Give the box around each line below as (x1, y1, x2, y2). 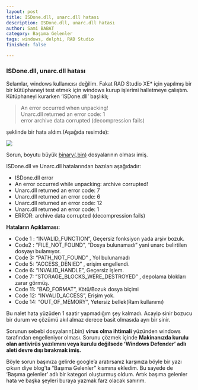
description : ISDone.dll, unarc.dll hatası (6, 20, 116, 26)
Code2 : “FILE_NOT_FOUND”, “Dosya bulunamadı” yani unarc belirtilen (14, 241, 187, 249)
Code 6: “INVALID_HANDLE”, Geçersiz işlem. (14, 267, 124, 274)
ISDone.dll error (14, 174, 54, 181)
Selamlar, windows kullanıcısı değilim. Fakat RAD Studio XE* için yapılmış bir (6, 80, 192, 87)
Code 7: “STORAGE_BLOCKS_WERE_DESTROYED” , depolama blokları (14, 273, 186, 280)
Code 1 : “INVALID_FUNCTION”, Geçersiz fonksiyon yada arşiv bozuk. (14, 235, 185, 243)
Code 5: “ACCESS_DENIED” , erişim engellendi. (14, 260, 130, 268)
